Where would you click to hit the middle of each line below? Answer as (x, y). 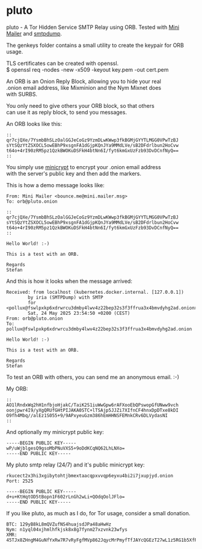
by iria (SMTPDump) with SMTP (66, 297)
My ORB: (17, 388)
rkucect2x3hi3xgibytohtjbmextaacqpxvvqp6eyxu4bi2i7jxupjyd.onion (90, 476)
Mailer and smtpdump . (34, 33)
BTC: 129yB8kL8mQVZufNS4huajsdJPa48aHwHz (59, 524)
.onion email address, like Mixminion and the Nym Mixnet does (84, 87)
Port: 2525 (20, 481)
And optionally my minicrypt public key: (55, 432)
